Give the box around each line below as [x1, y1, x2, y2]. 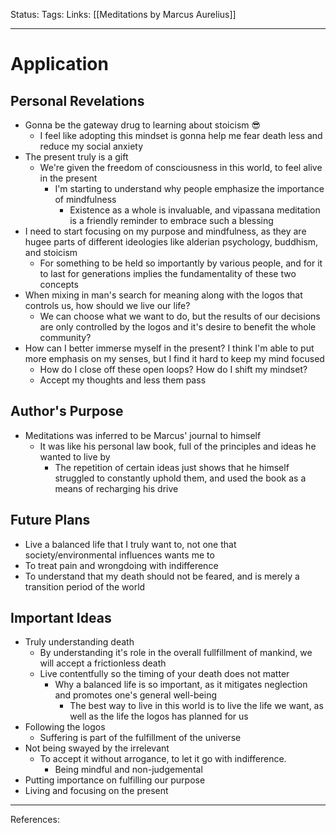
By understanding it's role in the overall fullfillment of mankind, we [39, 647, 313, 659]
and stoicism [24, 247, 78, 258]
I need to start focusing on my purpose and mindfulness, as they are [24, 225, 307, 237]
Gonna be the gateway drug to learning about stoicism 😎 [24, 119, 262, 131]
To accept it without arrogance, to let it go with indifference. [39, 753, 287, 765]
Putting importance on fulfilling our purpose [24, 774, 206, 786]
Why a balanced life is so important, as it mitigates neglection [54, 679, 308, 691]
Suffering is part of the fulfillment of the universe [39, 732, 242, 744]
